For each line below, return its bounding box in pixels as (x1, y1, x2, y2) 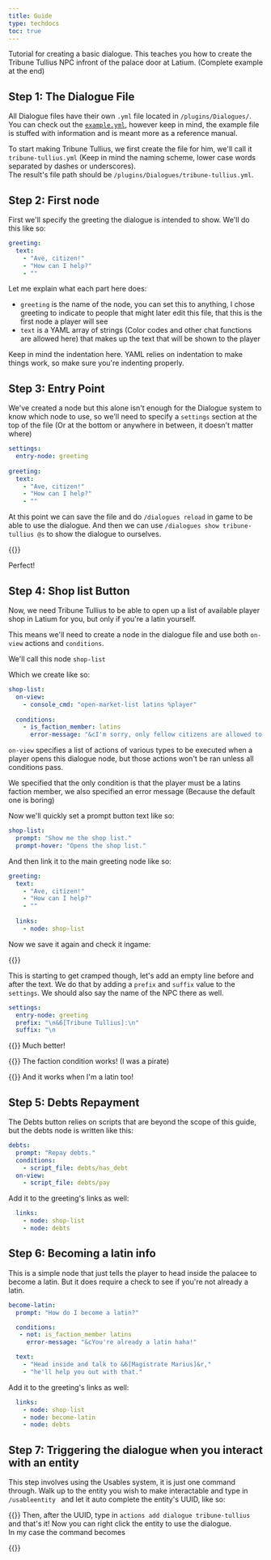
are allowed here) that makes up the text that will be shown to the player (19, 334, 261, 344)
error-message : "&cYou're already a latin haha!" (26, 1338, 197, 1346)
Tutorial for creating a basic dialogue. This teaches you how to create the (8, 49, 252, 59)
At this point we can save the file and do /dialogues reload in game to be (8, 512, 253, 522)
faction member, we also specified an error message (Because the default (8, 787, 256, 797)
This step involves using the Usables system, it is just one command (8, 1477, 236, 1487)
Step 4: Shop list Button (8, 584, 130, 597)
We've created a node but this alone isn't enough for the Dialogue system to (8, 403, 262, 413)
